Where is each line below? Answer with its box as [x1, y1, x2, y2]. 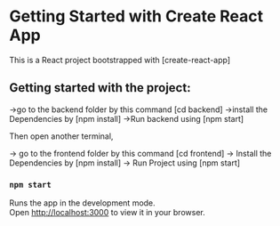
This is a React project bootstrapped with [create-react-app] [9, 54, 231, 65]
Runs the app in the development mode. [9, 198, 156, 208]
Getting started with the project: [9, 80, 191, 95]
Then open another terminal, [9, 131, 114, 141]
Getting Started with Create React [9, 6, 264, 27]
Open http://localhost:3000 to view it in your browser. [9, 207, 206, 218]
